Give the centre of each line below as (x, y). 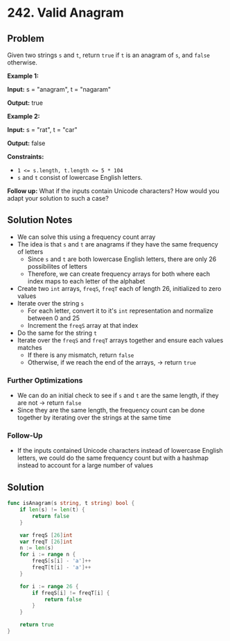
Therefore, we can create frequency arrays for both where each (119, 274)
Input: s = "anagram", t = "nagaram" (59, 89)
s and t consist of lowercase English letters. (80, 177)
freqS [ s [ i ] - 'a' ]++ (62, 561)
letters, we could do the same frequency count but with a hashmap (113, 458)
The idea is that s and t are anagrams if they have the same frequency (117, 244)
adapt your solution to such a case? (58, 198)
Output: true (25, 103)
